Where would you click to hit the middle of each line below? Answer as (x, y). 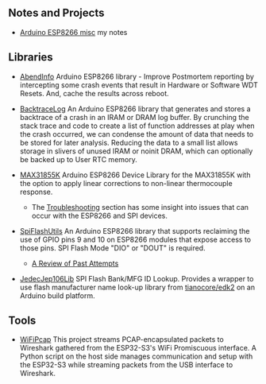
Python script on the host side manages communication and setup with (136, 356)
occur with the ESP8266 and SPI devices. (100, 215)
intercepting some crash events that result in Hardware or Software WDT (139, 85)
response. (36, 192)
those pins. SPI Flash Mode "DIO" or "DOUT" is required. (112, 248)
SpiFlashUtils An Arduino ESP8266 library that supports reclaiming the (135, 231)
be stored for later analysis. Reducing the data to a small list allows (129, 142)
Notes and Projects (56, 13)
